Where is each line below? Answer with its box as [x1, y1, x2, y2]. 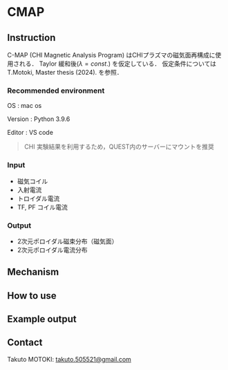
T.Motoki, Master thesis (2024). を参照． [7, 68, 123, 76]
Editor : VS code [7, 129, 54, 137]
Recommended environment [7, 86, 105, 95]
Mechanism [7, 266, 59, 278]
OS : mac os [7, 102, 42, 110]
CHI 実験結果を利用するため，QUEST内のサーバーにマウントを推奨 [23, 142, 214, 151]
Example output [7, 313, 77, 325]
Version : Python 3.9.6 [7, 115, 70, 123]
